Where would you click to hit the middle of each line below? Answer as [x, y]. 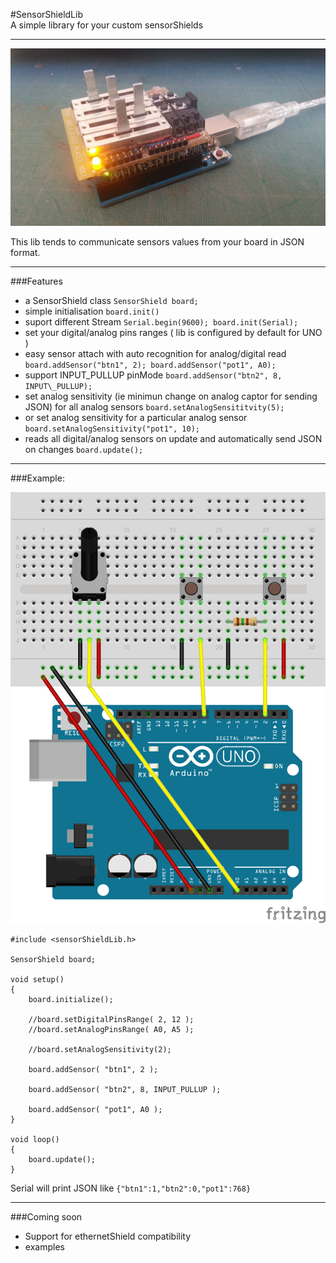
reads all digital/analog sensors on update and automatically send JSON [173, 438]
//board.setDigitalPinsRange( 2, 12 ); [111, 1020]
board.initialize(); [71, 1000]
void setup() [37, 980]
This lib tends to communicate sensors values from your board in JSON [157, 241]
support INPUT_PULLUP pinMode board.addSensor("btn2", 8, [153, 375]
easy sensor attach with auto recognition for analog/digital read [155, 353]
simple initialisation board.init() [92, 311]
